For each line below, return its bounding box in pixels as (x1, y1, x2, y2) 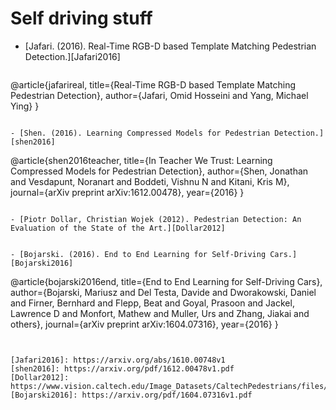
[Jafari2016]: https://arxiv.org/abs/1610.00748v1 (10, 355, 226, 365)
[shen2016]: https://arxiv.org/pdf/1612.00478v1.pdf (10, 363, 235, 374)
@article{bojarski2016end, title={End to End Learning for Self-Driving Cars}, (10, 275, 323, 287)
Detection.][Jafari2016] (24, 50, 121, 62)
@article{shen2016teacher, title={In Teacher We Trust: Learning (10, 154, 273, 166)
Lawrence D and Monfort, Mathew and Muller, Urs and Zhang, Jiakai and (10, 307, 310, 319)
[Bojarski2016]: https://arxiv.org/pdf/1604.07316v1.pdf (10, 390, 253, 400)
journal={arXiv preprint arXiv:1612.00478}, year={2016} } (10, 186, 245, 198)
